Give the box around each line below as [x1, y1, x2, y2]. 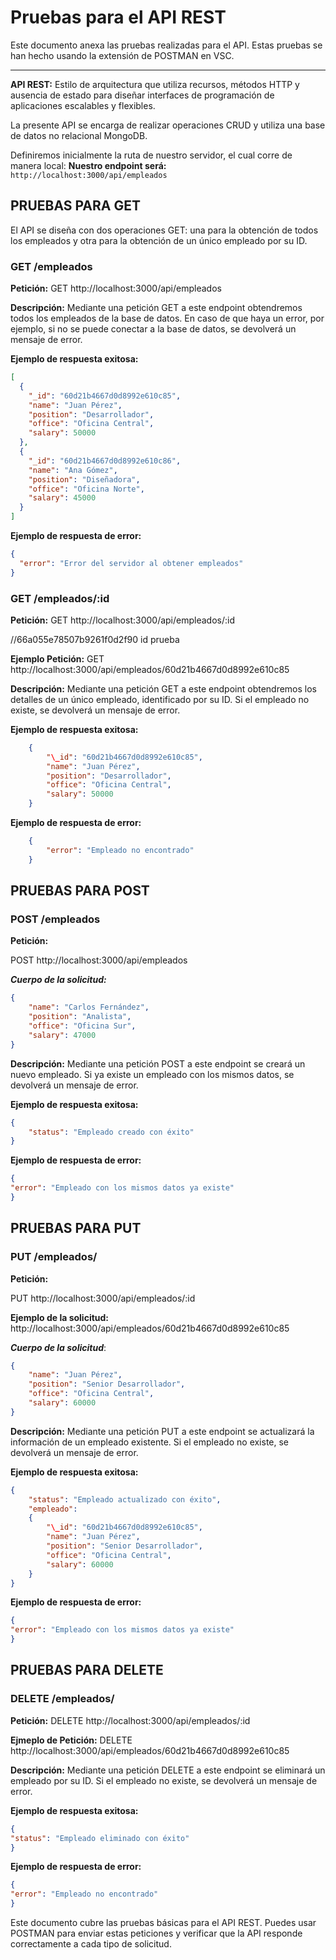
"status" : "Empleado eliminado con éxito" [10, 1833, 190, 1843]
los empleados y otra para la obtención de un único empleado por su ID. [10, 234, 308, 246]
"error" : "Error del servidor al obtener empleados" [19, 558, 244, 568]
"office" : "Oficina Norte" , [28, 484, 145, 494]
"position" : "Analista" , [28, 1012, 132, 1022]
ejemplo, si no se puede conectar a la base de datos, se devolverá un [10, 323, 297, 335]
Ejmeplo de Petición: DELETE [10, 1734, 133, 1746]
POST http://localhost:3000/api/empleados [10, 954, 188, 966]
